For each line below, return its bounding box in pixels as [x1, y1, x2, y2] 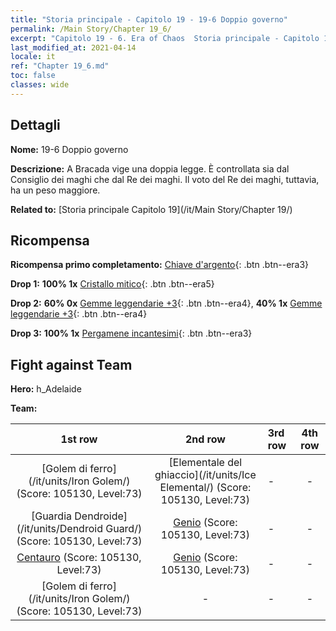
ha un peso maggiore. [10, 184, 101, 196]
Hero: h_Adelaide [10, 383, 82, 395]
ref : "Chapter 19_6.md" [10, 61, 110, 71]
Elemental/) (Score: [159, 481, 252, 495]
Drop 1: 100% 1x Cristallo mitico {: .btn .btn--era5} [10, 278, 215, 290]
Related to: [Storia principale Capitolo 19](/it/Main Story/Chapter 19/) [10, 203, 293, 215]
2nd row [184, 432, 226, 446]
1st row [60, 432, 98, 446]
